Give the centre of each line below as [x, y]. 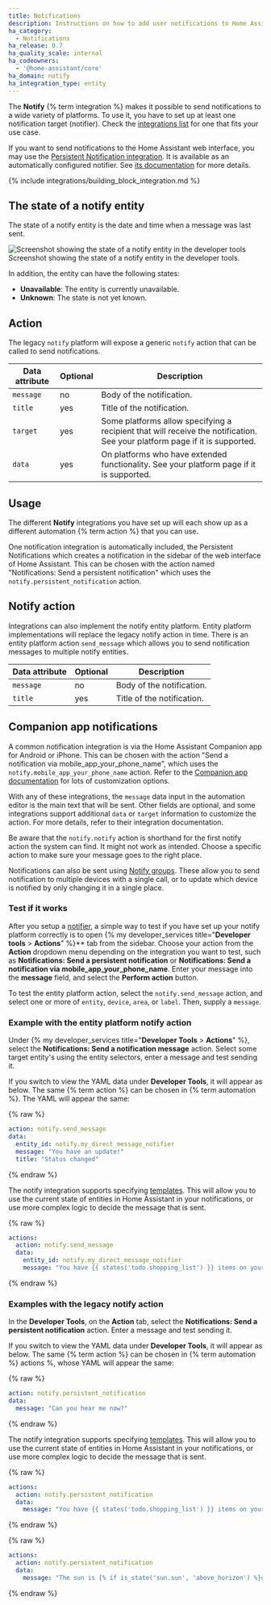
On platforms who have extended [164, 454]
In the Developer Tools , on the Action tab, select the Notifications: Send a [133, 1322]
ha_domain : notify [39, 76]
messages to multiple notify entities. [69, 651]
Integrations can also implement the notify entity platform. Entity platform [130, 625]
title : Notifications [45, 16]
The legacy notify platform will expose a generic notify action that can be [132, 343]
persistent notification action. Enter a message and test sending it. [120, 1330]
